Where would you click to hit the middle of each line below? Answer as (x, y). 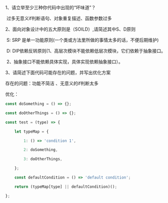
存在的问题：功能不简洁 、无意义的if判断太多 (52, 83)
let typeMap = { (32, 132)
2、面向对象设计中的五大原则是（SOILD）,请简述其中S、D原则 (71, 29)
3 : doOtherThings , (43, 159)
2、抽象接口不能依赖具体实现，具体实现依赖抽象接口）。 (65, 62)
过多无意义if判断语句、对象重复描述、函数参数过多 (59, 18)
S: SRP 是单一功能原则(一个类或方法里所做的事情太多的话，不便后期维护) (82, 40)
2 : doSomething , (41, 150)
